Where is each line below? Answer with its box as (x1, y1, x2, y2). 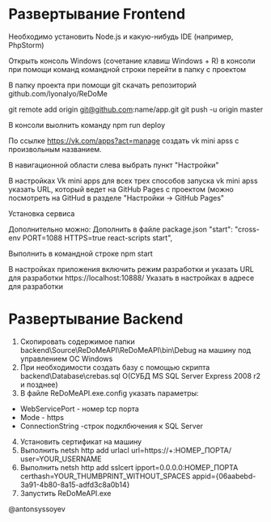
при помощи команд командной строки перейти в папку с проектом (8, 64, 247, 74)
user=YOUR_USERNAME (19, 454, 102, 464)
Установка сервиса (8, 208, 75, 219)
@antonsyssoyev (8, 503, 66, 514)
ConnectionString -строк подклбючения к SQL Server (19, 421, 204, 431)
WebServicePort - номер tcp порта (19, 404, 139, 414)
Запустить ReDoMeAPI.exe (19, 488, 112, 498)
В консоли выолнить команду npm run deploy (8, 120, 166, 129)
